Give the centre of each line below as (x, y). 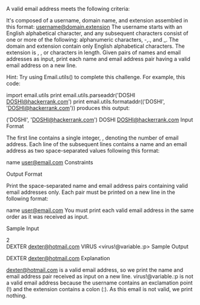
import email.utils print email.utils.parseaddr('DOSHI (71, 95)
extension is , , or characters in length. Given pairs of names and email (94, 53)
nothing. (17, 296)
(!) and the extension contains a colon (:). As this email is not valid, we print (99, 289)
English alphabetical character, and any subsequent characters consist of (97, 33)
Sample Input (23, 228)
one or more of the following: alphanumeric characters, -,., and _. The (92, 40)
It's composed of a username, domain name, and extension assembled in (97, 20)
